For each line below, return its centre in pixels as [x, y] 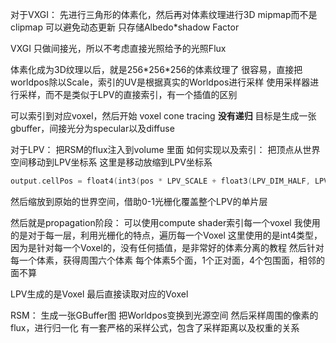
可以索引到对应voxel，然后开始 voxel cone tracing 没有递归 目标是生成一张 [163, 116]
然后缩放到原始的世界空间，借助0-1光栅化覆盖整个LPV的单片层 [139, 201]
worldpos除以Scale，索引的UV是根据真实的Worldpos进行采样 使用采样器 [160, 82]
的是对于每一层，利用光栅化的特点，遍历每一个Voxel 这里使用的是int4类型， [166, 235]
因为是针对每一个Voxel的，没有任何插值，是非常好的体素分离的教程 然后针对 [167, 247]
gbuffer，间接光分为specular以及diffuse [92, 128]
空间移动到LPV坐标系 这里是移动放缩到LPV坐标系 [111, 162]
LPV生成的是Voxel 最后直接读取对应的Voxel [99, 294]
